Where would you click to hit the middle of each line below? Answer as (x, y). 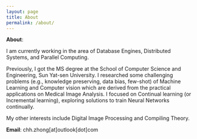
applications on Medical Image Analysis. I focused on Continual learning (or (99, 94)
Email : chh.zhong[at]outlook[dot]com (52, 130)
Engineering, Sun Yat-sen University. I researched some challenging (90, 75)
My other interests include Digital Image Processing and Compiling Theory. (98, 118)
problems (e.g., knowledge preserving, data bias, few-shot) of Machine (94, 81)
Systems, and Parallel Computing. (48, 58)
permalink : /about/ (30, 23)
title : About (22, 17)
